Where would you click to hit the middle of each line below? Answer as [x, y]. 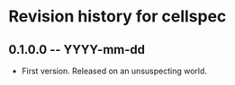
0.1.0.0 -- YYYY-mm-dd [77, 50]
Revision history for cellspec [117, 17]
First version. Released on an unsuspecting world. [114, 71]
